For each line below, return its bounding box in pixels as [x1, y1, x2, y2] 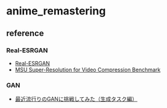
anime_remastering [6, 4, 106, 18]
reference [6, 28, 44, 38]
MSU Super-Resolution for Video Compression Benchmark [14, 66, 161, 73]
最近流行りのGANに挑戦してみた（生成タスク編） [14, 95, 137, 103]
